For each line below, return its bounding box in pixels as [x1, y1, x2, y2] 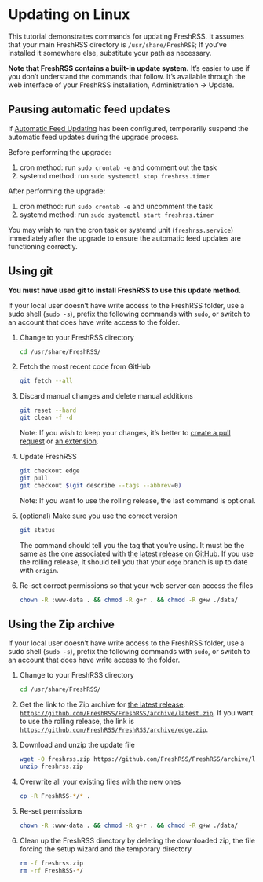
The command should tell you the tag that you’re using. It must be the [19, 540, 245, 549]
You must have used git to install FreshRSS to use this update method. [8, 285, 242, 295]
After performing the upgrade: [8, 186, 106, 196]
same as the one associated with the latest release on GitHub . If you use [19, 549, 254, 558]
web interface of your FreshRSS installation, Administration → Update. [8, 80, 235, 90]
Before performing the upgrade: [8, 147, 111, 156]
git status [19, 526, 56, 534]
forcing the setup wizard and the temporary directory [19, 843, 192, 854]
